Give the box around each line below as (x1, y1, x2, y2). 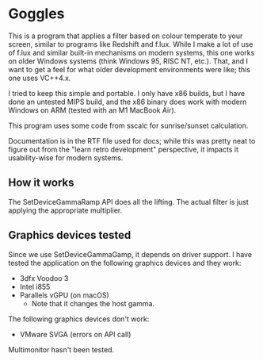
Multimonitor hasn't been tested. (8, 344, 115, 354)
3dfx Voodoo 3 (19, 273, 69, 282)
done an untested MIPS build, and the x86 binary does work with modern (8, 97, 247, 106)
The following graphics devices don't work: (8, 314, 150, 324)
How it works (8, 176, 74, 190)
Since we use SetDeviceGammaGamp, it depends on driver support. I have (8, 249, 252, 259)
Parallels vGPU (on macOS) (19, 290, 109, 300)
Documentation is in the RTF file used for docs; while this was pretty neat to (8, 136, 256, 145)
